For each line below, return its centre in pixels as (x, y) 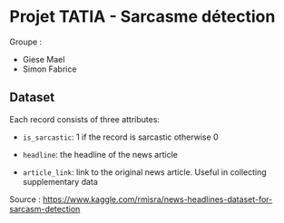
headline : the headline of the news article (100, 154)
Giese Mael (44, 59)
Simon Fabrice (49, 69)
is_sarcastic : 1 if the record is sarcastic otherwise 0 (121, 137)
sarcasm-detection (45, 208)
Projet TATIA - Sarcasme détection (142, 17)
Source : (25, 199)
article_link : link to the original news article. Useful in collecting (145, 172)
